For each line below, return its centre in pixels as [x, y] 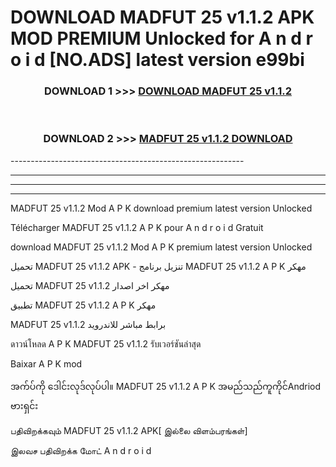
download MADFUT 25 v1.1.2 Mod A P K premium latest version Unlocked [161, 247]
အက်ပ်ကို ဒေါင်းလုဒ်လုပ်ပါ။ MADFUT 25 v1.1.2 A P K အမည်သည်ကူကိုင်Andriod [166, 386]
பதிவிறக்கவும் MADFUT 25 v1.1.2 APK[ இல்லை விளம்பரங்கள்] [129, 430]
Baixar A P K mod [46, 363]
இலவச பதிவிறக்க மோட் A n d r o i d [81, 450]
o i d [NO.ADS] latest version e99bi [157, 60]
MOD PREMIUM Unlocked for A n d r [161, 38]
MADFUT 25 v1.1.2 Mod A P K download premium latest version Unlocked [161, 208]
